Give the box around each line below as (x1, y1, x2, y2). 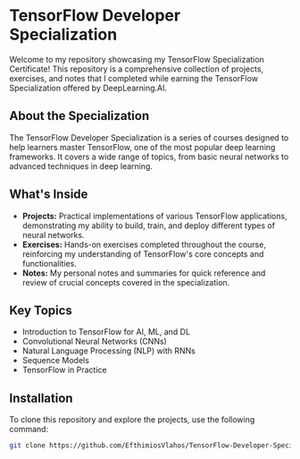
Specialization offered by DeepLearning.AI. (9, 82, 168, 93)
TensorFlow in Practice (21, 364, 107, 376)
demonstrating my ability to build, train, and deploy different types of (21, 220, 275, 231)
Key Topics (9, 302, 73, 318)
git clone (9, 441, 46, 450)
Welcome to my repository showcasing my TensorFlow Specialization (9, 54, 265, 64)
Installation (9, 390, 73, 405)
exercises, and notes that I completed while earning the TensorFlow (9, 72, 259, 83)
